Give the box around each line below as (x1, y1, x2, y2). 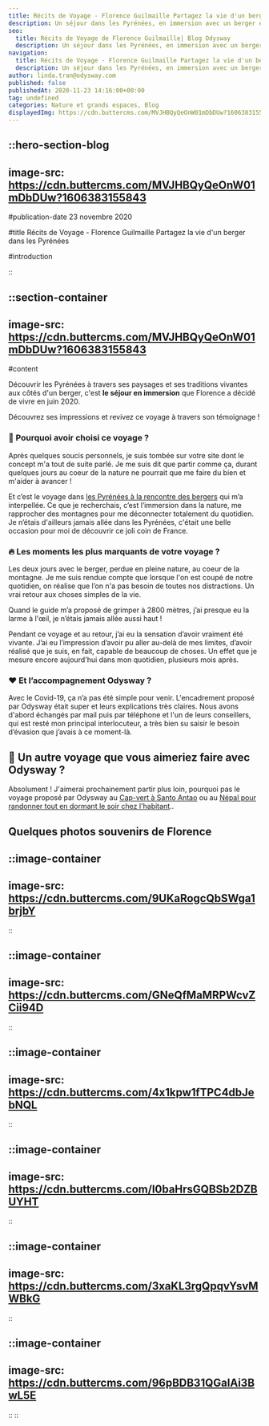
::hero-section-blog (8, 138, 110, 152)
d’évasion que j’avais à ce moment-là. (8, 727, 132, 737)
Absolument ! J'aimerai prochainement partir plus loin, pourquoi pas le (8, 784, 240, 794)
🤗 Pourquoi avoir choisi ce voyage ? (8, 433, 150, 444)
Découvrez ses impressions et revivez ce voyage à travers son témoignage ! (8, 412, 260, 422)
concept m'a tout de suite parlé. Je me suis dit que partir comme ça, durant (8, 459, 258, 469)
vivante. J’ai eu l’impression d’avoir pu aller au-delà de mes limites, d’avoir (8, 638, 252, 647)
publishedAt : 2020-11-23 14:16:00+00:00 (8, 86, 146, 95)
